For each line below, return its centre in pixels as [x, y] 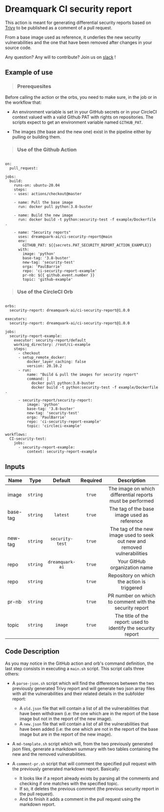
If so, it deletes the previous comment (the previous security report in [89, 789]
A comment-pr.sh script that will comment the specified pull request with [84, 764]
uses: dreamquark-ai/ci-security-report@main [65, 237]
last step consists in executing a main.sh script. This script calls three [75, 668]
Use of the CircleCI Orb [45, 292]
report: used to [132, 622]
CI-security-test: [28, 439]
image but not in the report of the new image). [66, 719]
